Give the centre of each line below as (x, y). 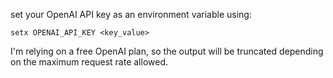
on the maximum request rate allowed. (89, 62)
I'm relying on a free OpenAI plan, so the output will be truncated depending (167, 51)
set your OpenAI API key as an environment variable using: (131, 14)
